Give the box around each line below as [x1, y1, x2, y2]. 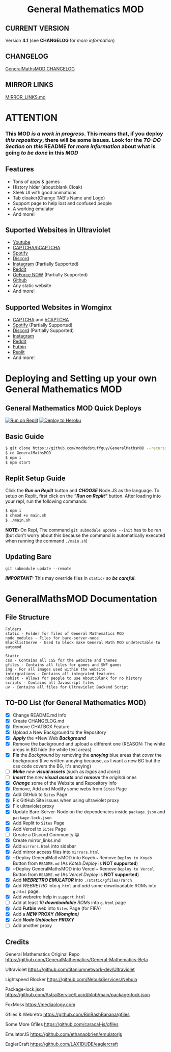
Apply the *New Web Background [12, 735, 86, 741]
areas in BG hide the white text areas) [12, 746, 92, 753]
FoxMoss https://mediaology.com [5, 1002, 75, 1008]
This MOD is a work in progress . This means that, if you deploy [5, 130, 163, 137]
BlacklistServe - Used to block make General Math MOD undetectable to [5, 640, 160, 645]
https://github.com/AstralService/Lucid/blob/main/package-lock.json [5, 992, 150, 998]
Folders [5, 626, 22, 632]
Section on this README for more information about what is [5, 143, 156, 150]
